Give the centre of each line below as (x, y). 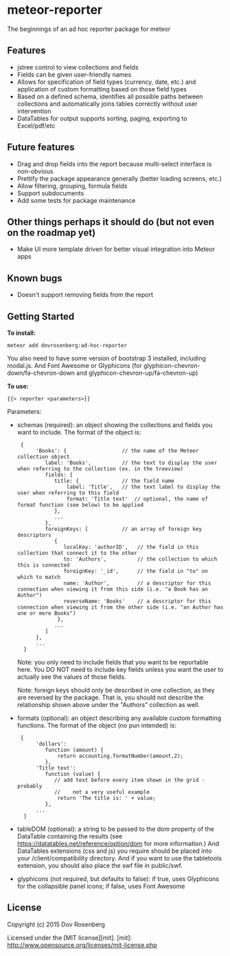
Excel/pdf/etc (36, 125)
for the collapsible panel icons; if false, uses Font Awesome (101, 886)
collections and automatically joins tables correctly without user (107, 104)
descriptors (34, 535)
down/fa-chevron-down (41, 373)
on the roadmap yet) (51, 232)
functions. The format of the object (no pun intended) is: (97, 725)
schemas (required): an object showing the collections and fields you (115, 425)
